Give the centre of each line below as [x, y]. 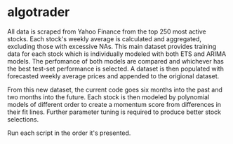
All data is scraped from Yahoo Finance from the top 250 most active [107, 31]
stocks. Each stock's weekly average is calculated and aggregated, [105, 38]
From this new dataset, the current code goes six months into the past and [115, 89]
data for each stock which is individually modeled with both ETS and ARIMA [117, 54]
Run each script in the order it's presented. [69, 133]
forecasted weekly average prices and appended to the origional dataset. [113, 76]
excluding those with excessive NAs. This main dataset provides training [112, 46]
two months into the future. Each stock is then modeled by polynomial [108, 97]
